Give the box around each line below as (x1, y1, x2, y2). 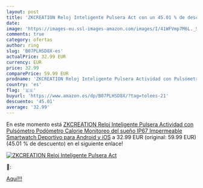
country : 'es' (6, 82, 42, 88)
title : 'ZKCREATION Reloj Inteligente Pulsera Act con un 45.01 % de (6, 14, 185, 20)
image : (6, 25, 23, 32)
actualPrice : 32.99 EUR (6, 54, 66, 60)
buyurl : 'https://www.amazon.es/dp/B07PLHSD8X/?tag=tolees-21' (6, 93, 169, 99)
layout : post (6, 8, 39, 15)
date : (6, 20, 20, 26)
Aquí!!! (6, 175, 22, 182)
